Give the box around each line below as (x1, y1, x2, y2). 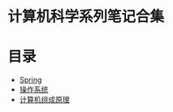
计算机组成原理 (19, 95, 70, 105)
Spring (19, 75, 42, 85)
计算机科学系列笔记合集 (7, 7, 165, 26)
